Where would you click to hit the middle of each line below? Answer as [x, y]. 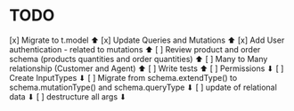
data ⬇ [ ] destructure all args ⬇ [68, 96]
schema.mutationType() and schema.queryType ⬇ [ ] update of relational [143, 87]
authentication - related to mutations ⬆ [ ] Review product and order [135, 49]
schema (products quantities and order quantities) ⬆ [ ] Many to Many [139, 59]
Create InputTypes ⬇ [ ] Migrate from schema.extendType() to [123, 77]
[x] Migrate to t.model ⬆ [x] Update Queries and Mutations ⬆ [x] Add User [147, 40]
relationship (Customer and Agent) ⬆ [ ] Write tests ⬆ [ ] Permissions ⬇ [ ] [147, 68]
